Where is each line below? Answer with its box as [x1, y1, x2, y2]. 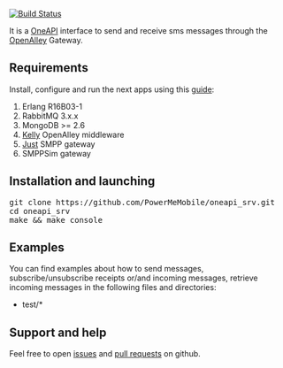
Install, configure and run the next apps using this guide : [9, 84, 215, 95]
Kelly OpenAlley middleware [21, 129, 125, 140]
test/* [21, 299, 43, 310]
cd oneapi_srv [9, 206, 71, 216]
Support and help [9, 325, 107, 340]
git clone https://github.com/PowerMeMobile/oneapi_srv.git [9, 197, 276, 207]
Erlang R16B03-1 [21, 101, 82, 111]
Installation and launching [9, 173, 156, 189]
